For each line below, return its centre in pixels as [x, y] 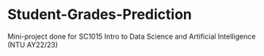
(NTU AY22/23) [33, 44]
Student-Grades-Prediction [99, 15]
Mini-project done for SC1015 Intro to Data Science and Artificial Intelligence [132, 36]
